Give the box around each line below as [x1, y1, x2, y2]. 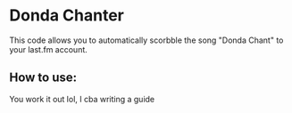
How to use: [9, 70, 78, 85]
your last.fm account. [9, 44, 88, 54]
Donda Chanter [9, 5, 125, 26]
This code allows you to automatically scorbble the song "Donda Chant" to [9, 35, 284, 45]
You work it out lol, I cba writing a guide [9, 93, 155, 104]
